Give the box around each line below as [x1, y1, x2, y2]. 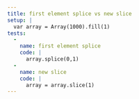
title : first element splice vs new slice [7, 10, 132, 17]
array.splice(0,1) [25, 56, 79, 63]
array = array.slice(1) [25, 82, 95, 89]
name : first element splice [19, 43, 101, 49]
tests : [7, 29, 26, 37]
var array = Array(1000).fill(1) [13, 23, 111, 30]
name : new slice [19, 68, 67, 75]
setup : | [7, 17, 33, 24]
